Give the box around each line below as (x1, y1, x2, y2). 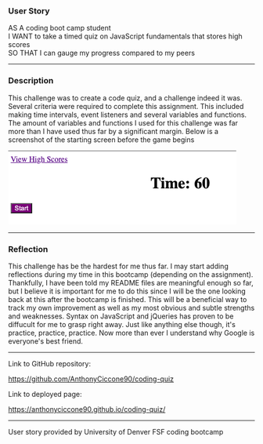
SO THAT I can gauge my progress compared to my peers (8, 49, 196, 58)
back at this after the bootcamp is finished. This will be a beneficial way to (8, 294, 247, 304)
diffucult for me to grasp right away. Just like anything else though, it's (8, 319, 236, 329)
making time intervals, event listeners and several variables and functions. (8, 110, 247, 119)
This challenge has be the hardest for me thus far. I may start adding (8, 261, 229, 271)
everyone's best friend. (8, 336, 84, 346)
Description (8, 75, 54, 86)
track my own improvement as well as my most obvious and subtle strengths (8, 303, 255, 312)
